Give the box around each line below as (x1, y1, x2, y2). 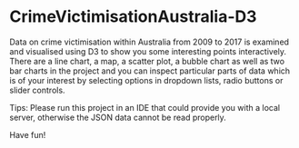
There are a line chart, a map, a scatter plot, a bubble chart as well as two (9, 55, 284, 66)
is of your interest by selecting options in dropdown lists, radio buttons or (9, 74, 284, 85)
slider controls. (9, 84, 65, 95)
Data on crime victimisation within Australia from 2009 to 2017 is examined (9, 36, 289, 47)
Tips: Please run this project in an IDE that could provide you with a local (9, 102, 280, 113)
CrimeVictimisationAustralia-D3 (9, 6, 257, 27)
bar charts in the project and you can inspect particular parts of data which (9, 65, 291, 76)
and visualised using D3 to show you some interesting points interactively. (9, 45, 287, 56)
